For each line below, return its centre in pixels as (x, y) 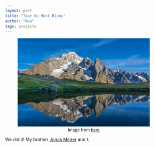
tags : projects (21, 26)
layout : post (19, 10)
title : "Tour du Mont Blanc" (35, 16)
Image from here (84, 130)
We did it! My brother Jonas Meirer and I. (47, 139)
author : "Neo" (20, 21)
